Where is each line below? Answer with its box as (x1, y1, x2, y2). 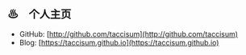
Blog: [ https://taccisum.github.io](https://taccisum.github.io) (19, 37, 219, 47)
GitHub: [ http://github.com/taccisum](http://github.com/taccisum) (19, 29, 239, 38)
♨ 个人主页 (7, 7, 72, 22)
